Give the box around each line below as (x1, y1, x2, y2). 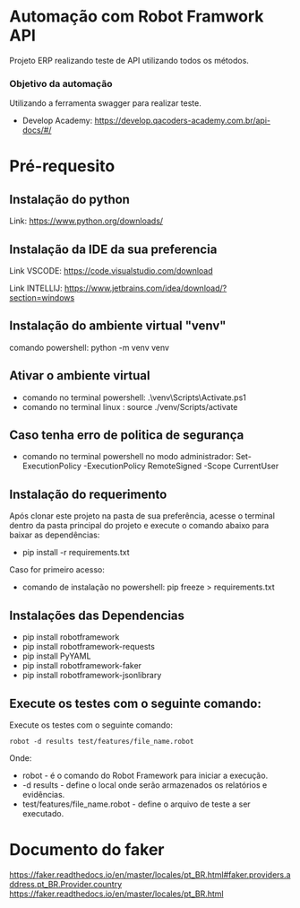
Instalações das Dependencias (9, 607, 185, 623)
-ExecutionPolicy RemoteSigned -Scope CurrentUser (83, 460, 279, 472)
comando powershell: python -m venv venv (9, 342, 170, 353)
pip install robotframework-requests (21, 642, 155, 652)
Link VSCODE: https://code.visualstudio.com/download (9, 266, 213, 276)
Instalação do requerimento (9, 486, 167, 502)
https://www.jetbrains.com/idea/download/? (64, 283, 227, 293)
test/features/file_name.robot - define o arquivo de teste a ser (21, 799, 251, 809)
